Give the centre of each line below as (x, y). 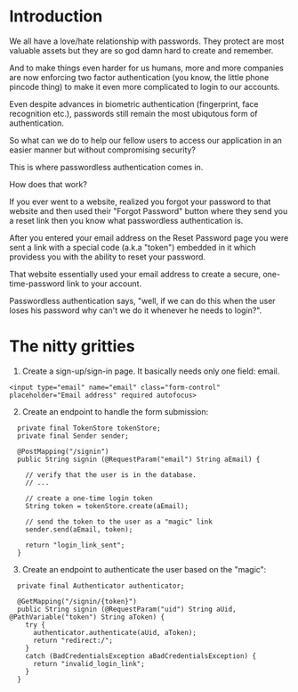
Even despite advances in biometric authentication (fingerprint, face (134, 103)
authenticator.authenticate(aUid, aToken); (115, 632)
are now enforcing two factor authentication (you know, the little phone (139, 77)
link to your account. (104, 284)
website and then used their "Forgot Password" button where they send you (149, 210)
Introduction (56, 16)
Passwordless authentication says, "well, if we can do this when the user (142, 301)
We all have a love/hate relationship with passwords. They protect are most (147, 41)
